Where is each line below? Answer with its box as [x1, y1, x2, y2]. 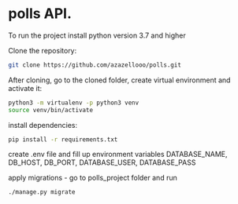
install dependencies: [8, 120, 77, 129]
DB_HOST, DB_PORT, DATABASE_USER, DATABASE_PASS [8, 158, 196, 167]
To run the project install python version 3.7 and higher [8, 31, 187, 40]
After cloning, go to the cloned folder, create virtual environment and [8, 75, 231, 85]
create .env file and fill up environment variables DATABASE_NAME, [8, 150, 228, 159]
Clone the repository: [8, 46, 77, 55]
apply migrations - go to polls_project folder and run [8, 173, 177, 183]
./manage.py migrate [8, 188, 76, 196]
